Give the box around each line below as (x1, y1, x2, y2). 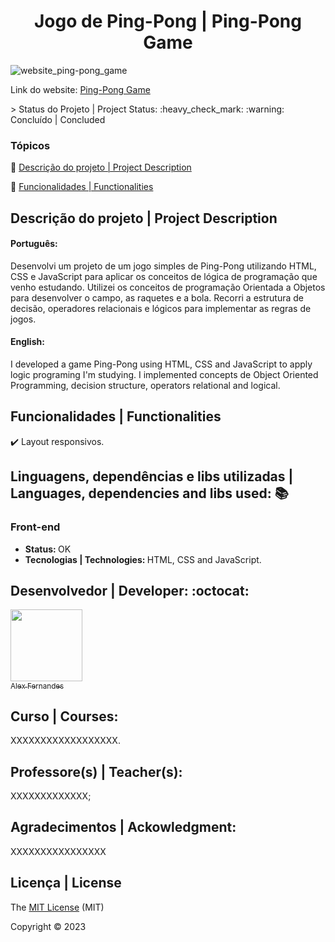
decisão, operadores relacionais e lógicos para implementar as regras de (10, 302, 312, 314)
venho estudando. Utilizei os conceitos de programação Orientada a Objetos (10, 281, 326, 293)
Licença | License (10, 875, 122, 892)
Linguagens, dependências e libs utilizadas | (10, 468, 294, 485)
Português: (10, 238, 58, 250)
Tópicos (10, 138, 51, 152)
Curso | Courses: (10, 708, 119, 725)
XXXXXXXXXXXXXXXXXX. (10, 735, 121, 747)
